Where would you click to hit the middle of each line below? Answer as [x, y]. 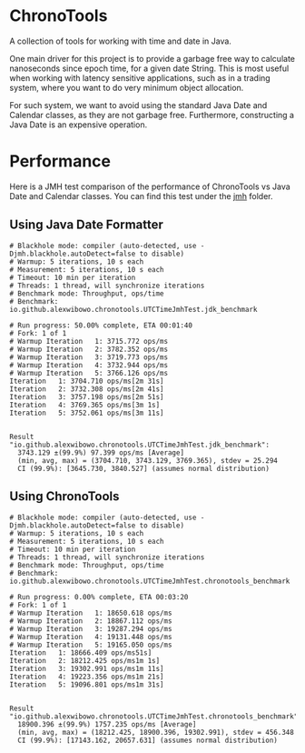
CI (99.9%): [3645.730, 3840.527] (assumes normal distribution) [144, 468]
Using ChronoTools [64, 497]
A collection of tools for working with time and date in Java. [120, 41]
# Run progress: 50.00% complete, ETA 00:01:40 [101, 325]
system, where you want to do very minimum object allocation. [127, 87]
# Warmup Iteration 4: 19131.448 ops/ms [91, 637]
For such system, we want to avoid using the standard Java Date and [138, 105]
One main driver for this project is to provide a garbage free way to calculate [152, 58]
